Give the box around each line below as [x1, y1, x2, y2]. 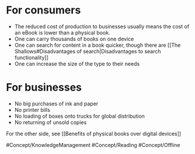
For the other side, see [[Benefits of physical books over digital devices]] [6, 130, 182, 137]
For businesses [6, 81, 82, 94]
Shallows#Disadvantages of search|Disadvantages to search [14, 47, 162, 54]
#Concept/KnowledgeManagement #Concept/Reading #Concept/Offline [6, 141, 180, 148]
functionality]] [14, 54, 48, 61]
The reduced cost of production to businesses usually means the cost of [14, 23, 190, 30]
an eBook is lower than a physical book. [14, 29, 110, 36]
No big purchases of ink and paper [14, 100, 99, 107]
